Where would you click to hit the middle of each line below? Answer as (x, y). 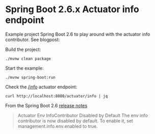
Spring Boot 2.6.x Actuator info (72, 9)
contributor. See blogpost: (33, 40)
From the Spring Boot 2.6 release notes (46, 106)
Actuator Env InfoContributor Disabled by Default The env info (83, 115)
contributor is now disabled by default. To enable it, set (75, 121)
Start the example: (25, 68)
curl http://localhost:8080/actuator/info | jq (57, 96)
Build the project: (23, 49)
